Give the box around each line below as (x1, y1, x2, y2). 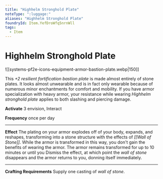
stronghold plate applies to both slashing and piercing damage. (5, 96, 131, 102)
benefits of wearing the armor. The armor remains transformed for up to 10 (5, 144, 154, 150)
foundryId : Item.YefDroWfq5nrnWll (5, 20, 75, 26)
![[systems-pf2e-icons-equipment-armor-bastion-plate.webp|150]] (5, 66, 139, 72)
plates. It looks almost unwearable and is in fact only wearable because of (5, 81, 153, 87)
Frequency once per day (5, 115, 55, 121)
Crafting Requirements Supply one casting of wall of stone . (5, 168, 125, 174)
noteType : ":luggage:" (5, 12, 51, 16)
